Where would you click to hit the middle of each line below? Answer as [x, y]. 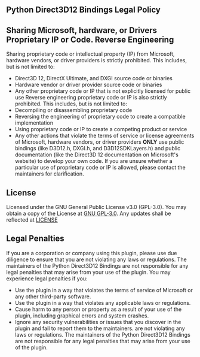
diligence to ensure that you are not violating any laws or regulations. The [96, 259]
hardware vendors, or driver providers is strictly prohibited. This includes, [96, 60]
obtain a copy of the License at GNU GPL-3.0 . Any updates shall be [89, 214]
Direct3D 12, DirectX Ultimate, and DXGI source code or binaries [94, 78]
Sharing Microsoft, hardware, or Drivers [81, 30]
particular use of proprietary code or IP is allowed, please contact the [100, 168]
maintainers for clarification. [50, 174]
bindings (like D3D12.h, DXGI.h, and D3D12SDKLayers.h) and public [98, 149]
